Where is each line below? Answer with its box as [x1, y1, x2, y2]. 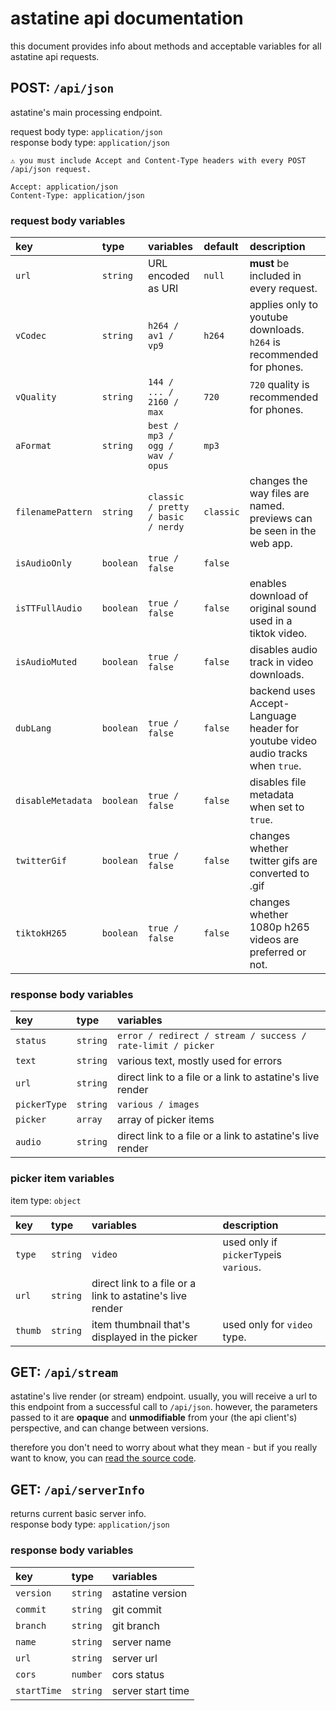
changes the [249, 474, 308, 488]
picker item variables [10, 1172, 115, 1186]
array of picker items [116, 1113, 215, 1127]
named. [249, 499, 285, 513]
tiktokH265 [15, 928, 67, 939]
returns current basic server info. [10, 1508, 147, 1520]
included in [249, 269, 302, 283]
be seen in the [249, 524, 317, 538]
